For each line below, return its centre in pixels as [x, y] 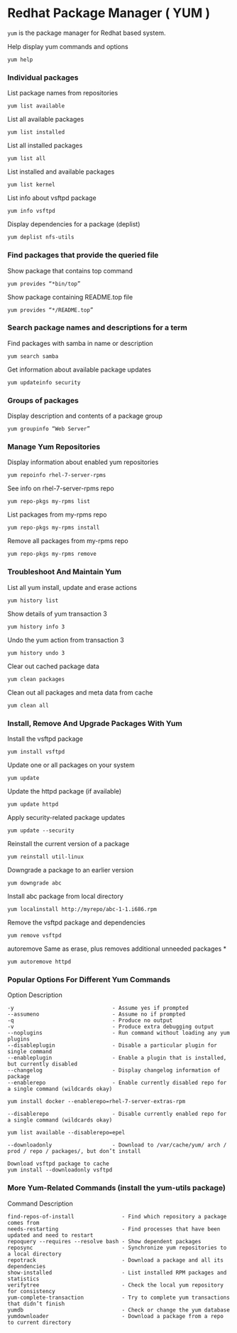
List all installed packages [45, 146]
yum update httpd [33, 805]
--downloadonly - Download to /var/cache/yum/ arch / [117, 1145]
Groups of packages [43, 400]
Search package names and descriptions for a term [98, 327]
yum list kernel [31, 185]
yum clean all [28, 705]
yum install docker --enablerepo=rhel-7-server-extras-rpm [97, 1102]
